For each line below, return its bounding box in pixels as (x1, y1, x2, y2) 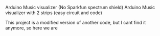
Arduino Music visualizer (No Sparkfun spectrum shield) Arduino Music (5, 5, 155, 10)
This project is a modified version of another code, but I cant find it (5, 20, 146, 25)
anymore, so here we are (5, 25, 58, 31)
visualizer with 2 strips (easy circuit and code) (5, 10, 102, 16)
